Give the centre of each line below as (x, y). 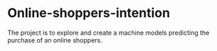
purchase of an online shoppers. (55, 40)
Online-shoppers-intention (89, 13)
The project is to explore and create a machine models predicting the (108, 33)
